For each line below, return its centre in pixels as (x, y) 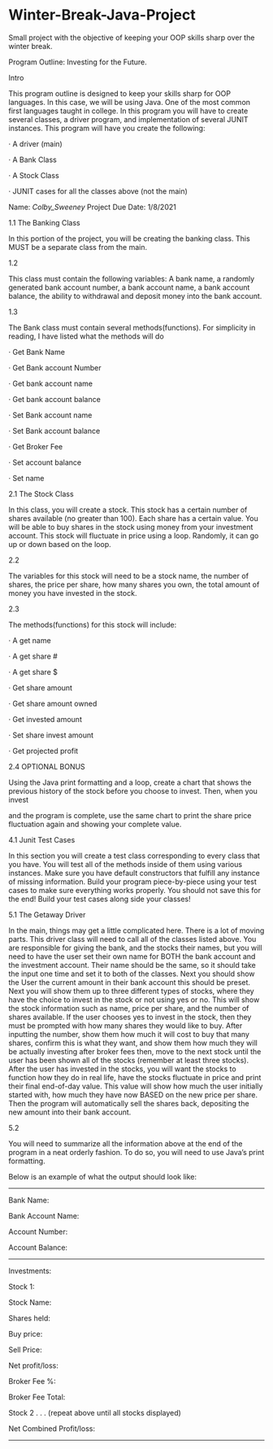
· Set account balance (45, 462)
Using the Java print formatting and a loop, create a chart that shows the (130, 782)
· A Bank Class (32, 160)
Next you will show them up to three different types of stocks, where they (131, 991)
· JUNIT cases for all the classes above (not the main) (98, 191)
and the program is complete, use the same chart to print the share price (130, 815)
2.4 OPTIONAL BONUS (47, 766)
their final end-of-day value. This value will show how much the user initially (136, 1086)
